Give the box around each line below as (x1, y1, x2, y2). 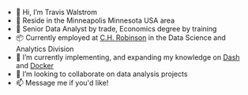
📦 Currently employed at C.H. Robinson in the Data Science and (15, 33, 227, 42)
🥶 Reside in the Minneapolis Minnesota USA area (15, 16, 175, 25)
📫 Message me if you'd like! (15, 79, 109, 87)
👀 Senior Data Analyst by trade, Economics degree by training (15, 24, 217, 33)
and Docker (15, 61, 54, 70)
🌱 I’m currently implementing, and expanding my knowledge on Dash (15, 53, 240, 62)
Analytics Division (15, 44, 74, 53)
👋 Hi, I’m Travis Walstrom (15, 8, 97, 16)
